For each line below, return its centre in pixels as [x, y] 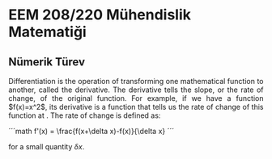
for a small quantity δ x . [47, 146]
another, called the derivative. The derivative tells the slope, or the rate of [136, 90]
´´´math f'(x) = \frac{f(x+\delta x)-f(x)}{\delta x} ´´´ [91, 131]
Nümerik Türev [47, 62]
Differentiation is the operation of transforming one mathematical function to [136, 81]
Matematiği [47, 32]
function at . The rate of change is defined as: [85, 115]
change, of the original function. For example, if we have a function [136, 98]
